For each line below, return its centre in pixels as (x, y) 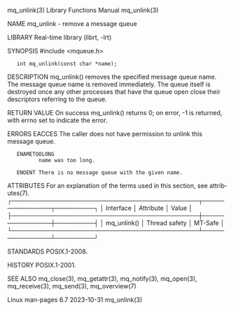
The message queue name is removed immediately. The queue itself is (109, 84)
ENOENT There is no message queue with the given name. (100, 173)
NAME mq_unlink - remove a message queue (72, 24)
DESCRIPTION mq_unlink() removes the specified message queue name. (112, 77)
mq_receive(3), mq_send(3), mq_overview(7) (72, 286)
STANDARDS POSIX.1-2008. (48, 251)
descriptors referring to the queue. (57, 99)
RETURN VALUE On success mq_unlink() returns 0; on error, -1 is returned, (115, 113)
